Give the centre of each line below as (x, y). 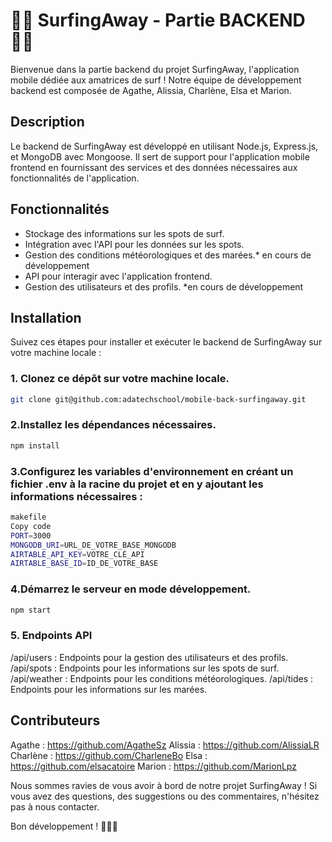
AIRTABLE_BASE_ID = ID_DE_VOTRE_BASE (84, 564)
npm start (31, 610)
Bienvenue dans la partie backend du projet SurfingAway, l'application (155, 69)
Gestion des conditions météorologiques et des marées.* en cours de (168, 255)
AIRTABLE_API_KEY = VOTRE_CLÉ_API (77, 554)
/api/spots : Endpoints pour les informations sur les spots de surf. (145, 668)
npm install (35, 445)
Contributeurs (55, 720)
